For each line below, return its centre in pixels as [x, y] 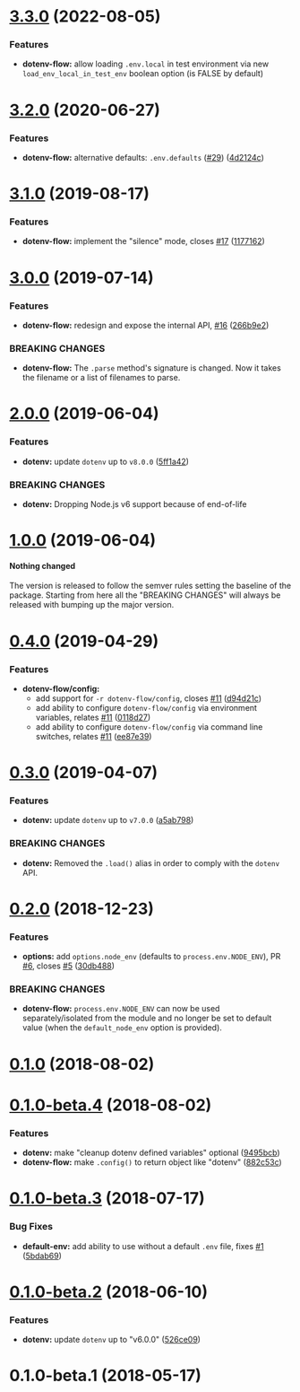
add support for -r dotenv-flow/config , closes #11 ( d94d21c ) [149, 698]
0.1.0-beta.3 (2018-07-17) [107, 1199]
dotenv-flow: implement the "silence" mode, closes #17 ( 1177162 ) [144, 241]
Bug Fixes [31, 1227]
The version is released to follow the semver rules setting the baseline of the [150, 586]
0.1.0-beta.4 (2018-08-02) [111, 1105]
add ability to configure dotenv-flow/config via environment [146, 707]
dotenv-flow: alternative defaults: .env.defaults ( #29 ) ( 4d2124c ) [143, 157]
